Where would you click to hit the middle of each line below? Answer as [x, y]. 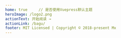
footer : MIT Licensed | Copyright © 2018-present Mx [61, 28]
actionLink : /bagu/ [25, 23]
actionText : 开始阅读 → [28, 19]
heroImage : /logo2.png [29, 14]
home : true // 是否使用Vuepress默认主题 [49, 10]
